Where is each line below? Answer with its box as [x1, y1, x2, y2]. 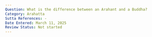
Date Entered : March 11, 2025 [5, 20, 67, 25]
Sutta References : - [5, 16, 47, 21]
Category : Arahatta [5, 12, 45, 16]
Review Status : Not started [5, 25, 63, 30]
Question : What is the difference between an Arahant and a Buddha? [5, 7, 148, 12]
